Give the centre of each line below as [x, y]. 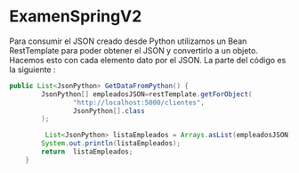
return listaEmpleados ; [87, 152]
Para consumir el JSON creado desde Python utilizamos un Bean [128, 41]
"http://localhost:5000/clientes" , [138, 103]
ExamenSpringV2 [76, 16]
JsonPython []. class [109, 111]
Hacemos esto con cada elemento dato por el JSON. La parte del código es [148, 60]
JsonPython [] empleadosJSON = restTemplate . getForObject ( [147, 94]
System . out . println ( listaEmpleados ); [111, 144]
